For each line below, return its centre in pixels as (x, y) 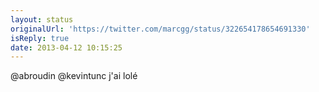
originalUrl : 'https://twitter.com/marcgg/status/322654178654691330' (160, 29)
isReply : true (40, 38)
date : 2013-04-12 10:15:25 (66, 47)
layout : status (42, 19)
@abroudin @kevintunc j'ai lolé (74, 76)
